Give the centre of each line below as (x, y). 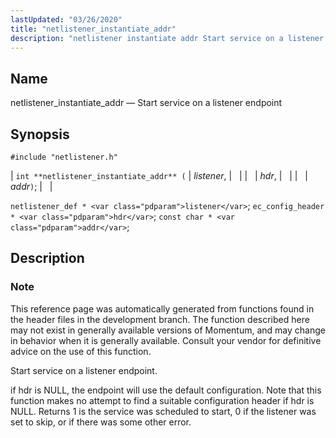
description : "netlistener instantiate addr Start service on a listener (167, 38)
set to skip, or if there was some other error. (101, 422)
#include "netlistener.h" (64, 157)
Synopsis (40, 134)
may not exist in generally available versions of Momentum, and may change (168, 330)
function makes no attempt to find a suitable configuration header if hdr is (162, 400)
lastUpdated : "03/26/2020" (66, 19)
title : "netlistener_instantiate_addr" (93, 29)
